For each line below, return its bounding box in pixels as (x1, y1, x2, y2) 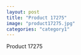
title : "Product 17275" (6, 15, 67, 21)
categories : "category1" (6, 26, 70, 32)
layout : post (6, 9, 40, 15)
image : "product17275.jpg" (6, 20, 75, 26)
